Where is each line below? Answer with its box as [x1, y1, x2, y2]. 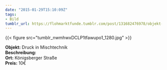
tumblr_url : [5, 21, 30, 26]
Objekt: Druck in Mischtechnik [5, 44, 68, 50]
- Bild [5, 16, 19, 21]
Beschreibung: [5, 50, 36, 56]
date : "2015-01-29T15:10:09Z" [5, 7, 68, 12]
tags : [5, 12, 16, 17]
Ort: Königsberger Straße [5, 55, 57, 61]
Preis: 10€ [5, 60, 26, 66]
